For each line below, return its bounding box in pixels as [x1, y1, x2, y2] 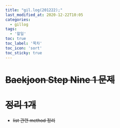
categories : [5, 17, 31, 22]
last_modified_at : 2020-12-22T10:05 [5, 12, 83, 17]
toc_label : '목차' [5, 41, 42, 46]
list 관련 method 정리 [12, 117, 56, 123]
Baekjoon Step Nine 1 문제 [5, 74, 115, 86]
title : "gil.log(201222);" [5, 7, 63, 13]
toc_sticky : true [5, 50, 42, 55]
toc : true [5, 36, 27, 41]
